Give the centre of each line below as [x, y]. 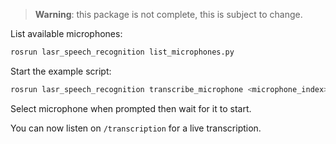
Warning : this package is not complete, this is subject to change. [168, 14]
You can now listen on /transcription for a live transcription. [136, 128]
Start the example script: [61, 71]
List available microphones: [66, 33]
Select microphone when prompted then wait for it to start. [131, 108]
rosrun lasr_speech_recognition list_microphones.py [122, 52]
